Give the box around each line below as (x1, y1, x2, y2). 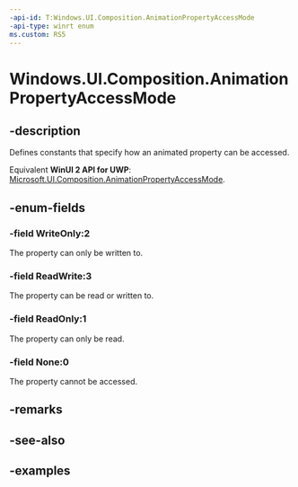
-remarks (9, 402, 63, 418)
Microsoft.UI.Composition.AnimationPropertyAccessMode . (9, 174, 226, 185)
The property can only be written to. (9, 248, 144, 259)
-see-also (9, 432, 66, 447)
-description (9, 123, 81, 138)
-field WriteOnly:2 (9, 226, 91, 239)
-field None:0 (9, 356, 70, 368)
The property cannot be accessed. (9, 376, 137, 386)
